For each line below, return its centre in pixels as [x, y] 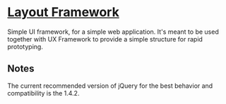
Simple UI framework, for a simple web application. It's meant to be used [113, 32]
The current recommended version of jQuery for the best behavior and [110, 86]
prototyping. [25, 46]
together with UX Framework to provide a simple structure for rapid [105, 39]
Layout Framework [64, 12]
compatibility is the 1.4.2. [43, 93]
